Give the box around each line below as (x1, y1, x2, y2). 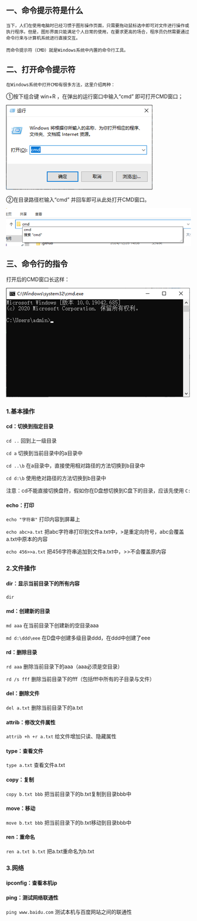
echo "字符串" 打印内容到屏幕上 (6, 516, 80, 523)
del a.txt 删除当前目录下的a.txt (6, 704, 83, 711)
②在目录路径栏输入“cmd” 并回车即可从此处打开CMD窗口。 (6, 196, 150, 203)
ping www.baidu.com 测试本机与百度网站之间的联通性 (6, 908, 132, 915)
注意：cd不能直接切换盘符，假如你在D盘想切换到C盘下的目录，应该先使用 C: (6, 487, 191, 494)
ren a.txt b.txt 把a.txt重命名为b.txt (6, 848, 94, 855)
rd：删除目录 (6, 649, 38, 656)
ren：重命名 (6, 833, 35, 840)
